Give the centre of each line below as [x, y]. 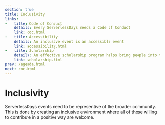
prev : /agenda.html [25, 64]
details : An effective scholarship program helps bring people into [85, 55]
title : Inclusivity [25, 14]
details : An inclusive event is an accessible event [69, 42]
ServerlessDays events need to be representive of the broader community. [81, 106]
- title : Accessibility [31, 37]
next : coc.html [21, 69]
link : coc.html [29, 32]
